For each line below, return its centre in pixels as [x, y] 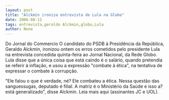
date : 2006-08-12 [24, 19]
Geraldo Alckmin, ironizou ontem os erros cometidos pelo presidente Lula [82, 49]
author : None [19, 29]
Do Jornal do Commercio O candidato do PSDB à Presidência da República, [85, 44]
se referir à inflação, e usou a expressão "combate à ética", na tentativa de [84, 66]
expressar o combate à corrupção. [42, 71]
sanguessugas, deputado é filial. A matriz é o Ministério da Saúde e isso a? [84, 86]
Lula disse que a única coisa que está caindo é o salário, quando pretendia [84, 60]
